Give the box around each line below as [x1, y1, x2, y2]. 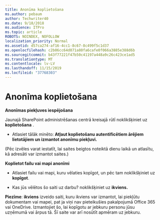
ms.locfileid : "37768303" [5, 70, 57, 75]
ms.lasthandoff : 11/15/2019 [5, 66, 62, 71]
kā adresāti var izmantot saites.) [5, 151, 69, 157]
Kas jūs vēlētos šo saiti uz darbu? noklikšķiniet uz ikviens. [12, 184, 128, 190]
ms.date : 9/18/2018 [5, 20, 44, 26]
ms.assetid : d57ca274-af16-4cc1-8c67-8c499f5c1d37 [5, 43, 109, 48]
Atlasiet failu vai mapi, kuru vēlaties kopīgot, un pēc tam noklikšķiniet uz [12, 169, 156, 175]
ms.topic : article [5, 30, 42, 34]
